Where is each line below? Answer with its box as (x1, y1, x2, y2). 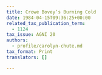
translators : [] (6, 54, 47, 60)
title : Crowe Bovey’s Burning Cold (6, 9, 97, 15)
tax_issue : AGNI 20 (6, 32, 56, 38)
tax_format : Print (6, 49, 53, 55)
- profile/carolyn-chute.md (12, 43, 83, 49)
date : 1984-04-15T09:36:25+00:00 (6, 15, 91, 21)
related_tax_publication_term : (6, 20, 86, 26)
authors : (6, 37, 29, 43)
